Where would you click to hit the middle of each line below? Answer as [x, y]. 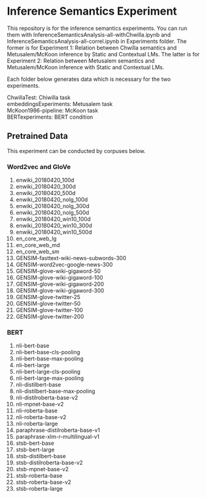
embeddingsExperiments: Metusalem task [60, 104]
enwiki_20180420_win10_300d [54, 226]
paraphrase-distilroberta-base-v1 [58, 430]
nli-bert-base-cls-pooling [48, 352]
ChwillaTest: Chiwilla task [39, 97]
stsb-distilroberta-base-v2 [49, 463]
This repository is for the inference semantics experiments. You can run [97, 28]
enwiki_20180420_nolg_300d [53, 206]
